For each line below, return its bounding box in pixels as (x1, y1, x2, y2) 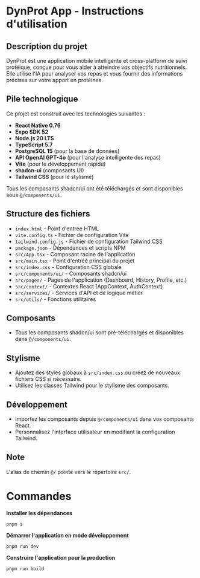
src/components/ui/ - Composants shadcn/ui (14, 270, 127, 277)
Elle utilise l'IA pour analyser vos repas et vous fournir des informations (6, 70, 183, 77)
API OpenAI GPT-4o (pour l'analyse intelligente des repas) (14, 154, 161, 161)
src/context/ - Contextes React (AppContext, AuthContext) (14, 282, 163, 290)
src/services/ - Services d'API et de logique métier (14, 289, 143, 296)
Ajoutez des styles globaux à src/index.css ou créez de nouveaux (14, 369, 181, 376)
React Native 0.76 (14, 122, 61, 129)
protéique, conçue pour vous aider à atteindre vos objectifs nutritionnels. (6, 63, 187, 71)
